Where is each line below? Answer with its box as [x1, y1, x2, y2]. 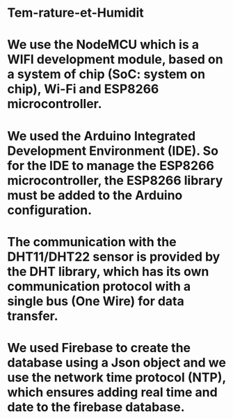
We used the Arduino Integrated [7, 128, 196, 144]
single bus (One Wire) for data [7, 293, 184, 309]
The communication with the [7, 234, 177, 250]
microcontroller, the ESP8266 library [7, 172, 223, 188]
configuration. [7, 202, 93, 218]
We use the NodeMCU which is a [7, 37, 200, 53]
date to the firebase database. [7, 399, 186, 415]
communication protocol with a [7, 278, 191, 294]
